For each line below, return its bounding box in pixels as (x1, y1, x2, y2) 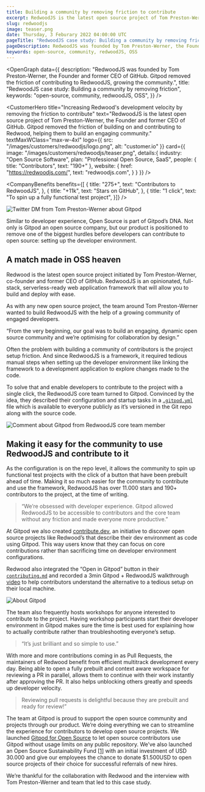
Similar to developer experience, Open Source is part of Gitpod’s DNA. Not (6, 217, 193, 224)
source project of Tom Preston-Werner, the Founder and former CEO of (6, 116, 185, 124)
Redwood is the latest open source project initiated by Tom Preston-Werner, (6, 271, 197, 278)
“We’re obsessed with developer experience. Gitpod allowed (21, 503, 174, 510)
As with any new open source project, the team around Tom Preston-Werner (6, 302, 198, 309)
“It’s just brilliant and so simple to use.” (21, 640, 119, 647)
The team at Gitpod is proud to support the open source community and (6, 715, 187, 722)
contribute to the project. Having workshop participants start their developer (6, 615, 198, 622)
